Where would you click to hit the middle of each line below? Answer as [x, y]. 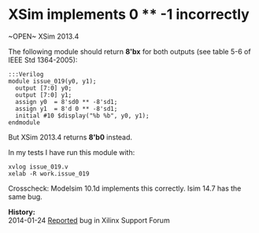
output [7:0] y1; [44, 95]
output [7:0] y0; [44, 88]
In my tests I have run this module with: [72, 152]
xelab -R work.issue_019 [49, 174]
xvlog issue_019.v [38, 167]
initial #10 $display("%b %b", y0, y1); [82, 116]
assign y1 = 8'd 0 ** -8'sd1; [67, 109]
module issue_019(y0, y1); [52, 81]
